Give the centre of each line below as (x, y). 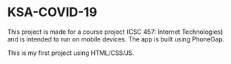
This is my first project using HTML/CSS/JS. (71, 53)
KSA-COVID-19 (52, 12)
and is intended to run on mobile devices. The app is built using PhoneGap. (116, 39)
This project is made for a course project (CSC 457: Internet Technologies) (115, 32)
